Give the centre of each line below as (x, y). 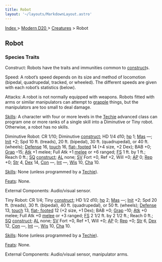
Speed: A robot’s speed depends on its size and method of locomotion (75, 77)
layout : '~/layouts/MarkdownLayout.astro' (49, 14)
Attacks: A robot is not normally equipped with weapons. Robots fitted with (80, 97)
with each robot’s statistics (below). (40, 88)
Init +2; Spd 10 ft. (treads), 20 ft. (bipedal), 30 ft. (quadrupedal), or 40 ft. (77, 142)
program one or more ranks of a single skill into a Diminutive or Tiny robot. (79, 122)
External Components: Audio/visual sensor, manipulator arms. (67, 254)
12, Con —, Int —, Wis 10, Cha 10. (38, 226)
